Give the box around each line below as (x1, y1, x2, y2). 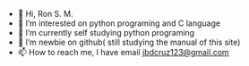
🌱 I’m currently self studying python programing (17, 28, 195, 37)
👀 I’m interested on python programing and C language (17, 18, 221, 29)
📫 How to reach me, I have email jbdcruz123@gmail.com (17, 47, 230, 57)
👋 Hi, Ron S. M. (17, 9, 73, 19)
